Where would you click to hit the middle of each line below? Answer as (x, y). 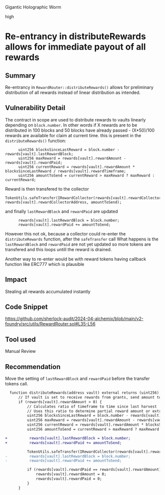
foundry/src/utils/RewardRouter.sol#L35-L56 (50, 324)
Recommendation (33, 366)
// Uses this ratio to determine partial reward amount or (89, 411)
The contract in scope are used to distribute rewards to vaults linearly (75, 119)
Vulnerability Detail (35, 108)
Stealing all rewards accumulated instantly (48, 291)
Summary (20, 75)
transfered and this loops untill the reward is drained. (58, 249)
